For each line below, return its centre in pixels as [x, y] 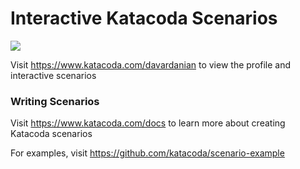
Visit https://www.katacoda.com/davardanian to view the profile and [151, 64]
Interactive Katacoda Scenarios [144, 18]
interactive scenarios [53, 75]
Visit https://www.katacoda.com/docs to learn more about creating [148, 123]
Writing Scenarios [55, 101]
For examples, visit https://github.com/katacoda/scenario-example [147, 153]
